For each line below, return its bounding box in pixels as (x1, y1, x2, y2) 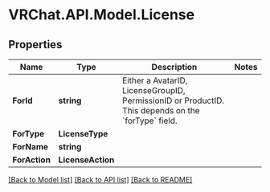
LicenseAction (58, 154, 115, 165)
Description (151, 62, 198, 72)
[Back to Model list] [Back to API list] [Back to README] (8, 175, 193, 184)
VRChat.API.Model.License (8, 6, 195, 24)
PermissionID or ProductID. (121, 95, 225, 106)
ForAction (12, 154, 51, 165)
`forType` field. (121, 115, 178, 126)
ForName (12, 141, 49, 152)
